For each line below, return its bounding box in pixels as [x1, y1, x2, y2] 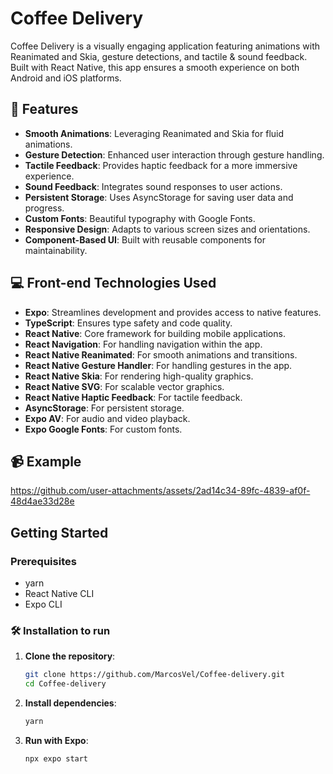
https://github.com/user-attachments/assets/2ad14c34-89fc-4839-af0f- [10, 485, 311, 497]
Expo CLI [24, 598, 63, 611]
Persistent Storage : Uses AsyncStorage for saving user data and [24, 191, 294, 203]
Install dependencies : [24, 697, 117, 709]
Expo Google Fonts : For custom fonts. [24, 423, 183, 435]
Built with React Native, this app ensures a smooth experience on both [10, 61, 300, 73]
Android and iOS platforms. [10, 72, 122, 84]
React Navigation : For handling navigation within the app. [24, 338, 263, 350]
